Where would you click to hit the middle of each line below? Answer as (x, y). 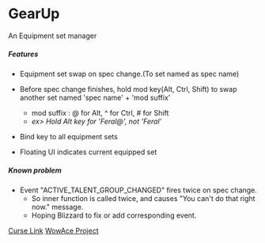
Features (23, 54)
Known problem (35, 170)
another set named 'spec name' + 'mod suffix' (95, 97)
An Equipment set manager (53, 36)
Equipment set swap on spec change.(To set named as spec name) (129, 74)
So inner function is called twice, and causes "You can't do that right (143, 198)
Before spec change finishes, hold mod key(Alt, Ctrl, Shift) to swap (128, 89)
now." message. (57, 207)
